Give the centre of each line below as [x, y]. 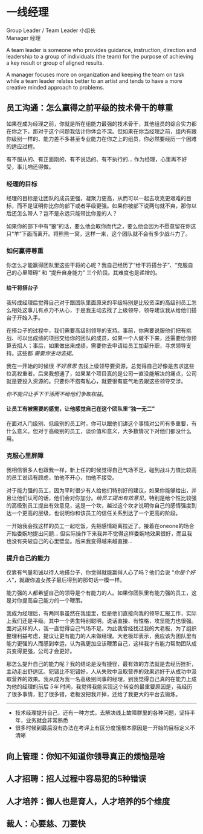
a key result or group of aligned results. [55, 63]
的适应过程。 [22, 146]
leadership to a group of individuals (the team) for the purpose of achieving [100, 56]
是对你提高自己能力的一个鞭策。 [46, 601]
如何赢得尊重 [25, 250]
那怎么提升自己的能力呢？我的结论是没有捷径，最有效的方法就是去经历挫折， [101, 664]
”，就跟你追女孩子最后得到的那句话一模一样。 [69, 580]
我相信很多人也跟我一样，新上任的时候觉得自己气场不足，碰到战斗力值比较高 [101, 470]
